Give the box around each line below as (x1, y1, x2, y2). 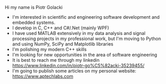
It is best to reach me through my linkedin (12, 57, 100, 63)
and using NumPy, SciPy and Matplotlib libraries (12, 41, 113, 47)
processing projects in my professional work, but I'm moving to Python (12, 35, 161, 41)
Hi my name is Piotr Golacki (5, 5, 63, 10)
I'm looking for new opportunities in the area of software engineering (12, 52, 157, 58)
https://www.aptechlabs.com (12, 73, 74, 79)
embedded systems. (12, 20, 56, 25)
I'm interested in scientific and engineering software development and (12, 14, 160, 20)
